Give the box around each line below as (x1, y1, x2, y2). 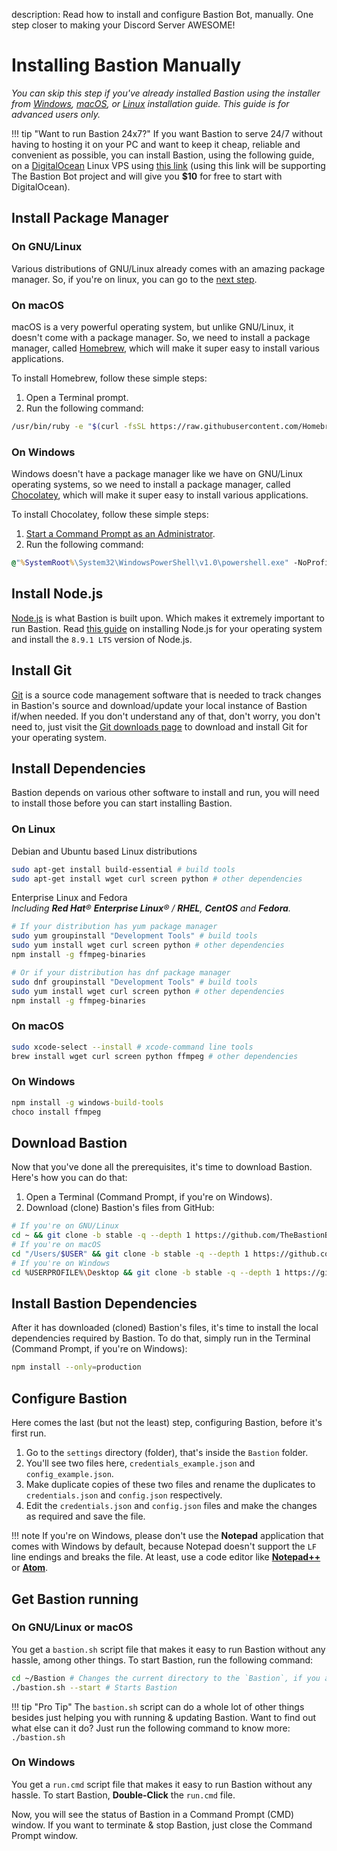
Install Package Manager (11, 210, 169, 227)
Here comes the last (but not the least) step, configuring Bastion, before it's (11, 1417, 323, 1429)
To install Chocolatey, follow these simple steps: (11, 509, 209, 521)
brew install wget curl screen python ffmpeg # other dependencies (11, 1051, 299, 1061)
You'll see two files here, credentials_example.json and (25, 1457, 256, 1469)
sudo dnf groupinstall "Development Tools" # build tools (11, 977, 258, 987)
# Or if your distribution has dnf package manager (11, 967, 231, 978)
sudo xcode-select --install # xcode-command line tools (11, 1042, 254, 1052)
